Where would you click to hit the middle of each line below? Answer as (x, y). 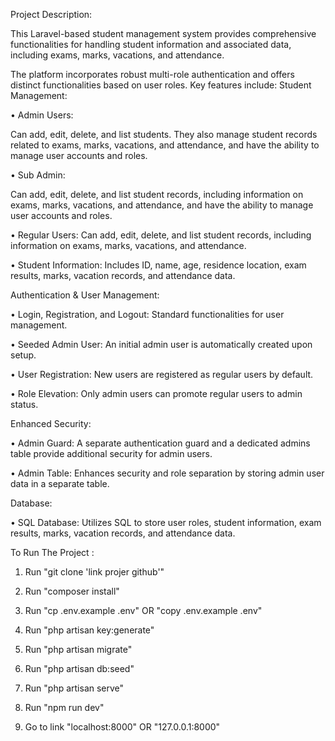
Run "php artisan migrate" (78, 649)
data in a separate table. (60, 483)
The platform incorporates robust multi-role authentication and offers (152, 74)
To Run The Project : (52, 552)
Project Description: (51, 14)
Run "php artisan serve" (74, 688)
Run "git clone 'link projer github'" (94, 572)
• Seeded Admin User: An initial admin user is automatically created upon (161, 344)
